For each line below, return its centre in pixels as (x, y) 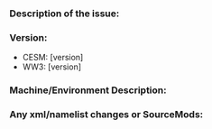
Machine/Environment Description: (88, 90)
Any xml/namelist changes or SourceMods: (106, 115)
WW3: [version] (52, 67)
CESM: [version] (53, 58)
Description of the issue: (65, 14)
